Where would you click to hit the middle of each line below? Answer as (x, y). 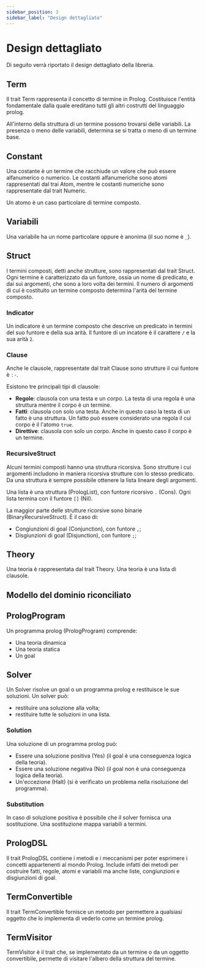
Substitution (25, 804)
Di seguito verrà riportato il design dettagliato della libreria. (80, 65)
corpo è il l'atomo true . (44, 424)
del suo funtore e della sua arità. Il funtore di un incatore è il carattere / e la (101, 332)
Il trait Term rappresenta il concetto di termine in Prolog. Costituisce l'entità (101, 99)
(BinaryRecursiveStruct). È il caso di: (52, 517)
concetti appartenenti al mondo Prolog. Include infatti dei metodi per (92, 864)
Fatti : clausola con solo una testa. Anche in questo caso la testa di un (103, 412)
